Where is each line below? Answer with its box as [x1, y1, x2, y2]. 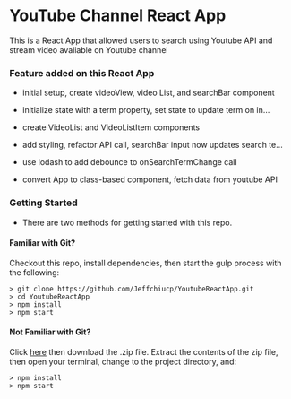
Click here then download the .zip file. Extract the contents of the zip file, [9, 346, 278, 357]
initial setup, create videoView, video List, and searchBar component [21, 87, 275, 99]
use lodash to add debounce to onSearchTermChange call [21, 157, 237, 168]
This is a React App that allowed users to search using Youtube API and [9, 35, 273, 46]
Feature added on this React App [9, 66, 155, 79]
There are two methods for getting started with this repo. [21, 217, 233, 228]
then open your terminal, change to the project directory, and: [9, 356, 237, 367]
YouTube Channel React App [9, 5, 227, 26]
